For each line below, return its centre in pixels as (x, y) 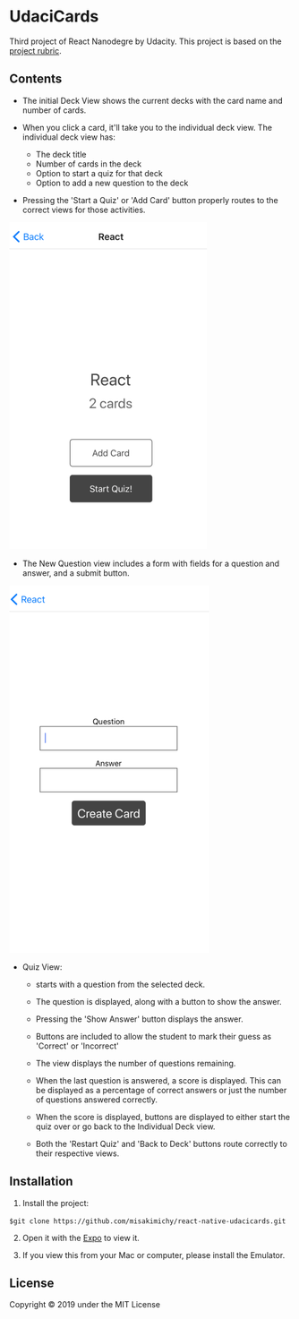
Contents (36, 79)
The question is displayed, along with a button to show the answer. (158, 1001)
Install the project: (56, 1203)
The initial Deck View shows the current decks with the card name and (153, 100)
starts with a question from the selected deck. (120, 984)
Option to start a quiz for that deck (99, 173)
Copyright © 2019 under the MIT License (85, 1305)
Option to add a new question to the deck (112, 183)
